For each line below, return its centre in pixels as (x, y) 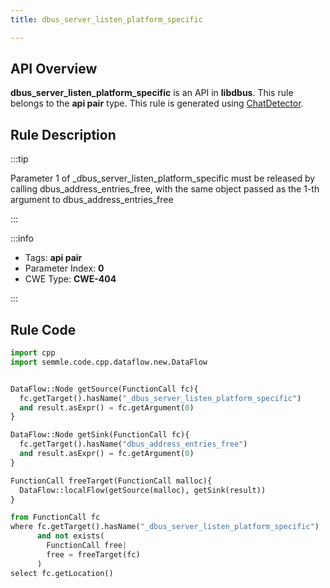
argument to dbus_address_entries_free (92, 200)
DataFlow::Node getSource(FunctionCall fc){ (104, 389)
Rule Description (63, 134)
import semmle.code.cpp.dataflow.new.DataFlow (109, 362)
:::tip (19, 159)
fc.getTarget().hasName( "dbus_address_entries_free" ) (133, 444)
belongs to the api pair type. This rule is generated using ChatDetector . (157, 103)
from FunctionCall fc (55, 517)
